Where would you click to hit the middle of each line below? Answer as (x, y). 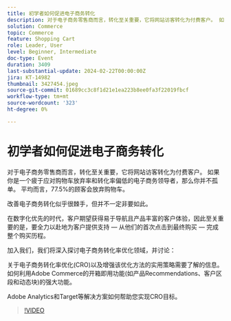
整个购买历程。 (28, 235)
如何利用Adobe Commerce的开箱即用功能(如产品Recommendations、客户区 (114, 273)
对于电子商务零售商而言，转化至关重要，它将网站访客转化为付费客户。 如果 (113, 172)
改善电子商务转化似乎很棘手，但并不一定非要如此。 (79, 203)
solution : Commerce (35, 26)
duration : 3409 (29, 65)
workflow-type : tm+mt (38, 97)
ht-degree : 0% (27, 109)
